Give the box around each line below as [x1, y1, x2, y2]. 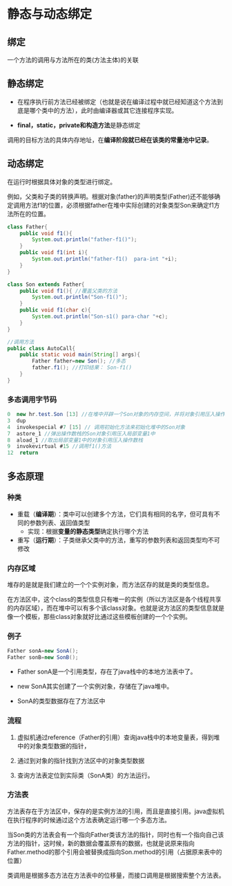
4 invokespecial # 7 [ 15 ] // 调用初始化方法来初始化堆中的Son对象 [7, 424, 186, 431]
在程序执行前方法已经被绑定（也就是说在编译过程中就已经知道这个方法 [17, 98, 217, 106]
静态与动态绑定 [7, 6, 93, 22]
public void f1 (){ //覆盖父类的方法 [19, 287, 118, 294]
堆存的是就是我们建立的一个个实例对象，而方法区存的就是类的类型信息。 [7, 581, 213, 589]
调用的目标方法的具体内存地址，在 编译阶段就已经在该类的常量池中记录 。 [7, 136, 213, 144]
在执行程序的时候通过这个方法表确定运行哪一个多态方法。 [7, 815, 171, 824]
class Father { [7, 223, 48, 230]
